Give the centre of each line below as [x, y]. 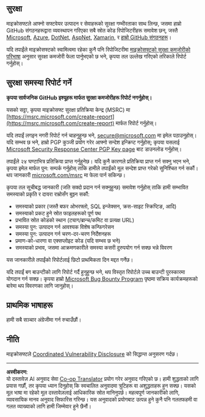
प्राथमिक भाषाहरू [30, 306]
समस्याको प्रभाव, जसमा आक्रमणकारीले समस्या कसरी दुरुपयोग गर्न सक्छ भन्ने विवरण [94, 247]
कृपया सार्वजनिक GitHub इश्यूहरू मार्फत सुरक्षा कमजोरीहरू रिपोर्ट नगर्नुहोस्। [79, 97]
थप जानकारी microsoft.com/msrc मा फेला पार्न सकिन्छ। [66, 175]
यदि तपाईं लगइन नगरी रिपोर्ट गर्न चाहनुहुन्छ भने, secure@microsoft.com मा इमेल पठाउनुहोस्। [102, 135]
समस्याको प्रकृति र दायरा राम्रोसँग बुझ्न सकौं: [48, 194]
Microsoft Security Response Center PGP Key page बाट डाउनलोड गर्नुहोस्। [94, 149]
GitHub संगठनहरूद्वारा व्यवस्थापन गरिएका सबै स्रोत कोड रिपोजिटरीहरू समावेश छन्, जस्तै [92, 30]
